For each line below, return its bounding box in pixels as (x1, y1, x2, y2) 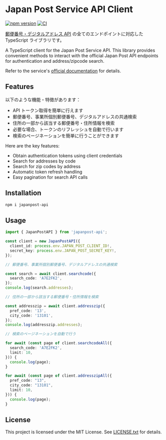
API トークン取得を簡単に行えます (12, 107, 84, 113)
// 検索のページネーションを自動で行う (5, 332, 76, 337)
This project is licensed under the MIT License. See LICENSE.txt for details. (5, 429, 162, 435)
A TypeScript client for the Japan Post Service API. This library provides (5, 47, 155, 53)
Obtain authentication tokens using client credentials (12, 152, 122, 158)
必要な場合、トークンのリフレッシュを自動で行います (12, 126, 124, 132)
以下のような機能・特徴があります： (5, 96, 81, 102)
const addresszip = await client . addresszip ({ (5, 303, 105, 308)
